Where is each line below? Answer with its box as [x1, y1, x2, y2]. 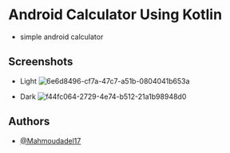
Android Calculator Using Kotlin [8, 6, 222, 24]
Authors [8, 115, 50, 128]
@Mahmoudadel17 [19, 135, 81, 145]
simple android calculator [19, 32, 104, 41]
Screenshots [8, 55, 73, 69]
